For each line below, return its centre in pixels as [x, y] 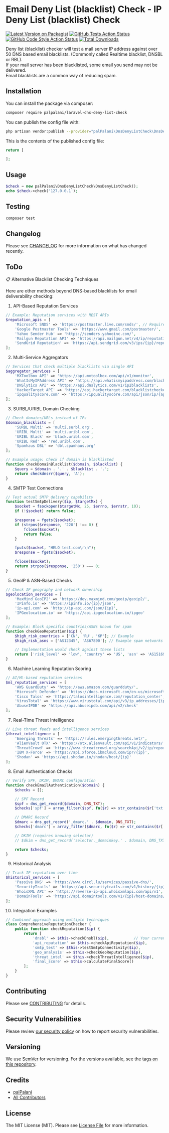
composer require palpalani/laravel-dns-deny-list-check [66, 112]
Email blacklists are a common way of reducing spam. [61, 75]
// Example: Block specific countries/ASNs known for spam [69, 626]
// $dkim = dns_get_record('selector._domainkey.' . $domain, [81, 840]
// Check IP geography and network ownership [54, 590]
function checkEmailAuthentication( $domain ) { [55, 785]
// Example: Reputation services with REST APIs [57, 315]
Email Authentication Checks [43, 771]
